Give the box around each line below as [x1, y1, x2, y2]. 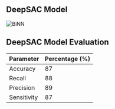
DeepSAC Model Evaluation [6, 38, 109, 47]
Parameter [9, 54, 40, 63]
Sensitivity [9, 93, 38, 101]
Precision [9, 83, 35, 91]
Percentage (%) [44, 54, 90, 63]
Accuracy [9, 64, 36, 73]
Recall [9, 74, 27, 82]
